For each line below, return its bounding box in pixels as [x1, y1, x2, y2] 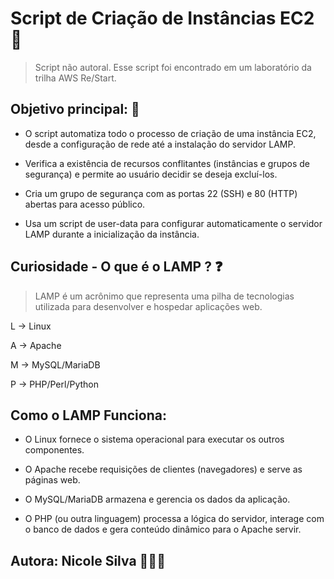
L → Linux [10, 320, 52, 332]
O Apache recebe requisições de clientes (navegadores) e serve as [24, 463, 303, 476]
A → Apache [10, 339, 62, 351]
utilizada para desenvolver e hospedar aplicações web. [34, 300, 263, 312]
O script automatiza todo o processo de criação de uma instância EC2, [24, 127, 317, 139]
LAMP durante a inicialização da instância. [24, 228, 200, 240]
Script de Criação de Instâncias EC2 [10, 7, 315, 30]
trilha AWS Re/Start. [34, 72, 117, 84]
